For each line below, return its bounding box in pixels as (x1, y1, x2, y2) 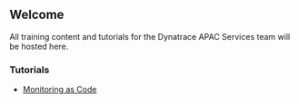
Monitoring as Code (22, 84, 97, 95)
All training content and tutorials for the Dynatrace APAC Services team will (9, 31, 291, 42)
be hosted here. (9, 41, 69, 52)
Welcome (9, 7, 65, 23)
